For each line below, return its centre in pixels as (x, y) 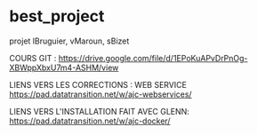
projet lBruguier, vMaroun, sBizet (69, 41)
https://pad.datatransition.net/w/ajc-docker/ (90, 121)
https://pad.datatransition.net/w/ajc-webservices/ (101, 94)
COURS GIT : (33, 58)
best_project (57, 16)
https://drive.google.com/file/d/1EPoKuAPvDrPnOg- (153, 58)
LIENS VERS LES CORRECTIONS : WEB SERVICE (98, 84)
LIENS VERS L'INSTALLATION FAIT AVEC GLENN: (99, 111)
